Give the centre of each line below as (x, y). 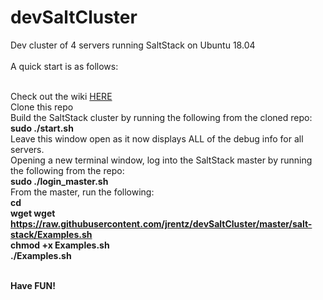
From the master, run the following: (82, 192)
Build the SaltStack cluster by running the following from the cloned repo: (161, 117)
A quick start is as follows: (64, 66)
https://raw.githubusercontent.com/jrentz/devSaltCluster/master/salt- (161, 223)
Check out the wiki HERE (61, 96)
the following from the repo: (67, 170)
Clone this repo (42, 107)
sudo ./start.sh (42, 128)
